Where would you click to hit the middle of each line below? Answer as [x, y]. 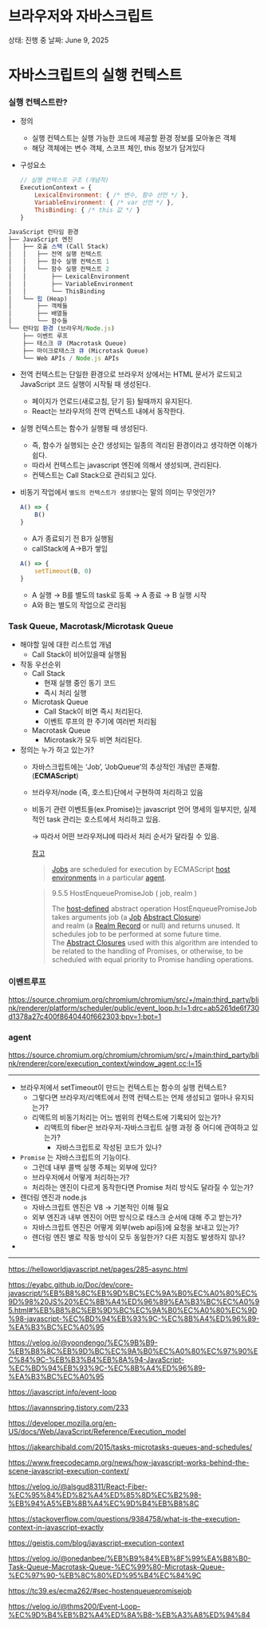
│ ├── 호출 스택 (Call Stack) [59, 247]
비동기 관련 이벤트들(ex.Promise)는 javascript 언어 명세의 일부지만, [136, 809]
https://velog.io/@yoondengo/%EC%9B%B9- [83, 1343]
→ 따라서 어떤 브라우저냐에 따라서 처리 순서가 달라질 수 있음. [125, 836]
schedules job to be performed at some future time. [136, 934]
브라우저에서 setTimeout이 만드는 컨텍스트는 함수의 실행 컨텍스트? [123, 1087]
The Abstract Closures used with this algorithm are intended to [155, 942]
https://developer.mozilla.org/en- [63, 1422]
